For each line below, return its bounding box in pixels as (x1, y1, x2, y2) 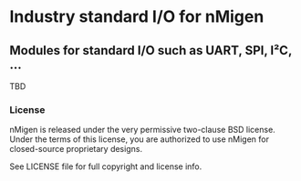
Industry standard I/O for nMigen (9, 6, 265, 27)
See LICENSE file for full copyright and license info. (9, 161, 202, 172)
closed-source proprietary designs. (9, 144, 143, 155)
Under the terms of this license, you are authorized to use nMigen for (9, 134, 269, 145)
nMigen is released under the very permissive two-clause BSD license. (9, 125, 275, 136)
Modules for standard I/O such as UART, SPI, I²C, (9, 43, 292, 58)
